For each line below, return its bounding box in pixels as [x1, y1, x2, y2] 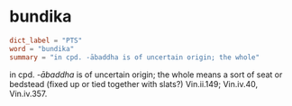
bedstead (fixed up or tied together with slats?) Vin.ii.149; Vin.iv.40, [9, 78, 259, 89]
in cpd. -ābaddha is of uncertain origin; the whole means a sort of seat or [9, 69, 283, 80]
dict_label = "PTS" [9, 36, 83, 45]
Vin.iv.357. [9, 88, 48, 99]
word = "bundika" [9, 44, 75, 53]
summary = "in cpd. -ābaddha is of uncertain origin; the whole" [9, 52, 260, 62]
